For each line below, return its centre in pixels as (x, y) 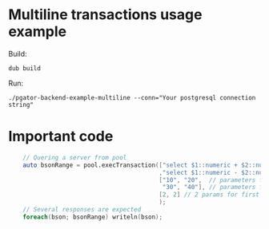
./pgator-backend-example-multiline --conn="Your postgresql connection (132, 97)
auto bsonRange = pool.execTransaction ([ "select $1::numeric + (130, 165)
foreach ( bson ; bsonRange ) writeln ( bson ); (92, 217)
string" (21, 105)
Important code (61, 136)
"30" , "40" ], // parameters (209, 188)
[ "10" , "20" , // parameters (207, 180)
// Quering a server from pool (75, 157)
